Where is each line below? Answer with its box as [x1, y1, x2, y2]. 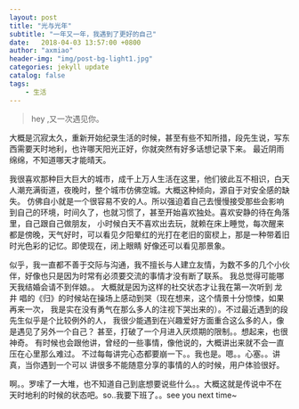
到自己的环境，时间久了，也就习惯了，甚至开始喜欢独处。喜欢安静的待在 [9, 207, 274, 217]
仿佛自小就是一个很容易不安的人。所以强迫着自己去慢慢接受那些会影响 [26, 195, 285, 206]
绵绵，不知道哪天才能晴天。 [9, 154, 111, 165]
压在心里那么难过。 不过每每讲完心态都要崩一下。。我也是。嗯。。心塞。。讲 [9, 348, 280, 359]
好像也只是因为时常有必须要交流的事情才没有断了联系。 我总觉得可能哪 [24, 270, 285, 281]
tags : [9, 79, 29, 88]
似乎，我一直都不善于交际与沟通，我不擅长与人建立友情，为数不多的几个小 [9, 259, 282, 270]
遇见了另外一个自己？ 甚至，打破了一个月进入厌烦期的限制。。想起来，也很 [16, 326, 288, 337]
